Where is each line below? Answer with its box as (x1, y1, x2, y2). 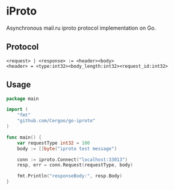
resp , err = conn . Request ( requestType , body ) (17, 162, 134, 168)
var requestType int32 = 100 (17, 140, 90, 146)
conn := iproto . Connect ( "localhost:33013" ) (17, 156, 128, 163)
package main (6, 96, 39, 102)
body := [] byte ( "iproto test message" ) (17, 145, 117, 152)
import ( (6, 106, 28, 113)
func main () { (6, 134, 42, 140)
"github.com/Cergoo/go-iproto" (17, 118, 96, 124)
